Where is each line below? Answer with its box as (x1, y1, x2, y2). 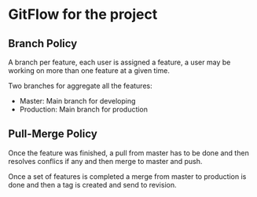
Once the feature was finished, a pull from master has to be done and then (8, 148, 249, 158)
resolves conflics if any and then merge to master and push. (8, 156, 203, 166)
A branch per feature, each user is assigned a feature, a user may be (8, 57, 231, 67)
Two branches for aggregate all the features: (8, 81, 152, 90)
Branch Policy (8, 37, 78, 50)
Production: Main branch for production (19, 104, 148, 114)
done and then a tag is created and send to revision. (8, 180, 177, 189)
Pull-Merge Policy (8, 127, 98, 140)
